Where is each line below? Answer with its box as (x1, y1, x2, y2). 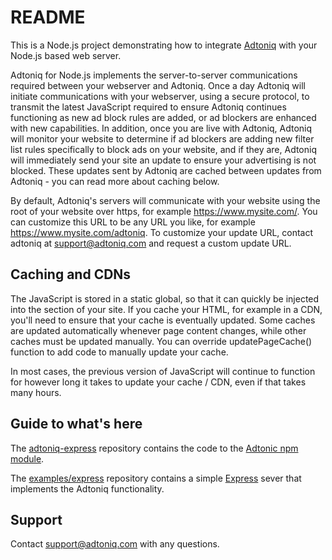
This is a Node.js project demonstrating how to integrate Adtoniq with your (10, 39, 318, 51)
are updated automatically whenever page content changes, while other (10, 324, 307, 336)
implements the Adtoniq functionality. (10, 482, 165, 495)
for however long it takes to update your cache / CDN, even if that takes (10, 376, 307, 388)
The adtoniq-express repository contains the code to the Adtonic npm (10, 442, 299, 454)
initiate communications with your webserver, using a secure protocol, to (10, 90, 310, 102)
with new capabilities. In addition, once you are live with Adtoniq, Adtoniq (10, 122, 313, 134)
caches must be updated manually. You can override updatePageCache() (10, 335, 313, 347)
